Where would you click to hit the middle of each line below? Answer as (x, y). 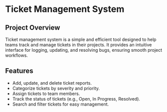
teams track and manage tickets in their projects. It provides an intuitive (79, 45)
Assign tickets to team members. (46, 94)
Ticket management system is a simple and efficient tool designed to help (81, 39)
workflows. (17, 55)
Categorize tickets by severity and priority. (56, 88)
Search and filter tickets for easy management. (61, 104)
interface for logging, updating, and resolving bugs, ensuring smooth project (84, 50)
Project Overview (33, 28)
